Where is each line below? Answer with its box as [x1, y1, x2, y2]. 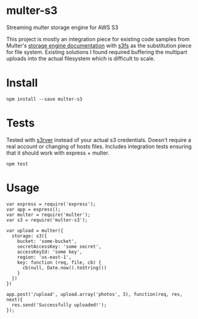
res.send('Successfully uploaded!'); [12, 301, 107, 308]
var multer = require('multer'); [6, 212, 91, 218]
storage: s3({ [12, 233, 47, 239]
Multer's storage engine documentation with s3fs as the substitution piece [6, 42, 192, 49]
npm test [6, 161, 28, 167]
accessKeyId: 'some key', [17, 249, 83, 255]
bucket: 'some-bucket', [17, 238, 78, 244]
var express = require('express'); [6, 201, 96, 207]
